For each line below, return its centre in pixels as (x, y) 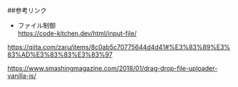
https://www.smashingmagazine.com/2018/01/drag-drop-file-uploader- (113, 68)
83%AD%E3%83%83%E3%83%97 (60, 54)
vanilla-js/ (22, 76)
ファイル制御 (36, 25)
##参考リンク (27, 10)
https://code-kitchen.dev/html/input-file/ (77, 33)
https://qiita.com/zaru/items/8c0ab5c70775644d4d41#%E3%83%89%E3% (119, 47)
